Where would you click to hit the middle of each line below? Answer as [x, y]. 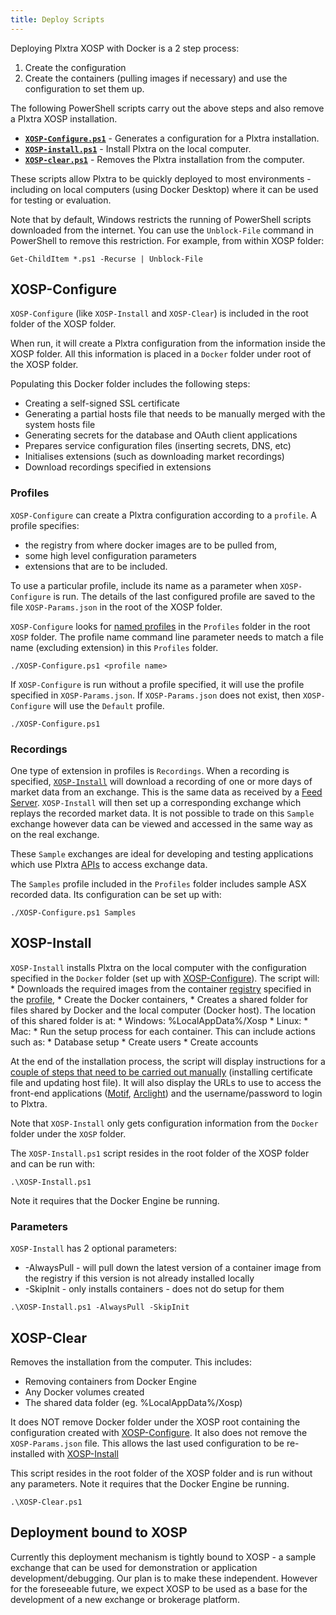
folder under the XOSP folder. [68, 1133]
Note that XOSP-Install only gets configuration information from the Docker [164, 1123]
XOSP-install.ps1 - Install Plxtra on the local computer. [138, 148]
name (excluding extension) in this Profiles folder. [114, 647]
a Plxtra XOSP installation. [64, 118]
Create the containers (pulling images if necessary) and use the [156, 78]
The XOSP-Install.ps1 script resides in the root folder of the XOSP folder [160, 1153]
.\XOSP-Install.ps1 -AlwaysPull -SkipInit [100, 1307]
